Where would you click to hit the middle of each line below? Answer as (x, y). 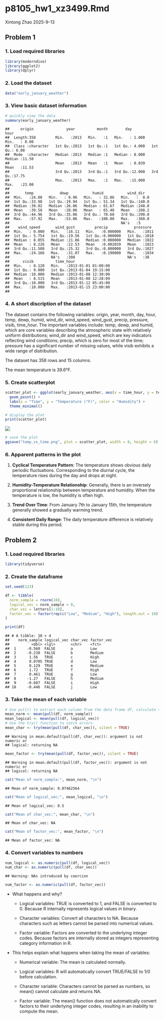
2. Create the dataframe (34, 576)
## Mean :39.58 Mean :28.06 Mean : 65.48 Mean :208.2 (77, 211)
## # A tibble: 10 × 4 (28, 636)
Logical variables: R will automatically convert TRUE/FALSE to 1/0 (85, 972)
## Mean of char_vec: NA (30, 823)
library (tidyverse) (25, 564)
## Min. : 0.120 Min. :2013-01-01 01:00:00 (58, 266)
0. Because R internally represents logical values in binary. (78, 909)
